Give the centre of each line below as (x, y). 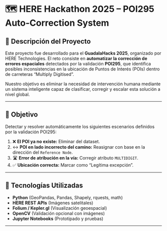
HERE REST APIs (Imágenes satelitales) (53, 203)
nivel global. (18, 94)
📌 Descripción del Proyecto (48, 41)
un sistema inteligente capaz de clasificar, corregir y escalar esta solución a (83, 89)
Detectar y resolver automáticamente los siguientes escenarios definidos (80, 126)
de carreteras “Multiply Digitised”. (40, 74)
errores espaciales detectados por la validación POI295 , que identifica (78, 64)
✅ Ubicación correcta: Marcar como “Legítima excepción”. (73, 165)
